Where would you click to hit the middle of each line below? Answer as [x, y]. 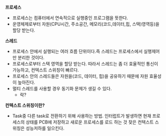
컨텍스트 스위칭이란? [25, 105]
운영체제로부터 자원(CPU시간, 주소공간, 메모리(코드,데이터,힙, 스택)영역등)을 [86, 24]
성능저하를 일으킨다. [45, 128]
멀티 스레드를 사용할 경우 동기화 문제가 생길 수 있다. [62, 89]
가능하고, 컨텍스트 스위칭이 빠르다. [45, 70]
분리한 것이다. [31, 58]
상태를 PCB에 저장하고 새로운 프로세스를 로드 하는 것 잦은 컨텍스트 [90, 122]
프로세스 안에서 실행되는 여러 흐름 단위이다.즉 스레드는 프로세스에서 [77, 51]
